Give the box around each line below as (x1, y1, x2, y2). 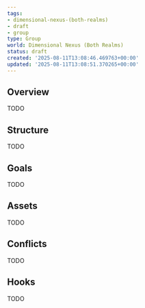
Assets (7, 200, 38, 212)
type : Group (7, 36, 41, 42)
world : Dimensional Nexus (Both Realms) (7, 42, 124, 49)
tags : (7, 10, 23, 17)
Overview (7, 86, 50, 98)
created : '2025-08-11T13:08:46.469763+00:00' (7, 55, 139, 62)
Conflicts (7, 238, 47, 250)
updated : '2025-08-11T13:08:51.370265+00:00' (7, 61, 139, 68)
